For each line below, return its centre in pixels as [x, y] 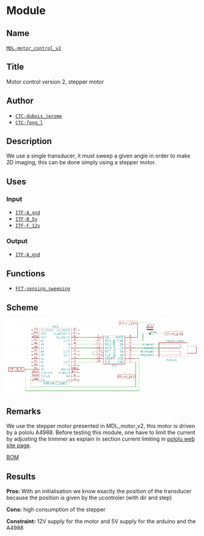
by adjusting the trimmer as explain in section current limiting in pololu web [101, 439]
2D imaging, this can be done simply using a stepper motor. [81, 162]
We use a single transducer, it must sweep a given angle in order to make [98, 156]
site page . [19, 446]
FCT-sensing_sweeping [42, 289]
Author [20, 101]
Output [17, 241]
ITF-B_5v [26, 219]
